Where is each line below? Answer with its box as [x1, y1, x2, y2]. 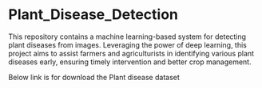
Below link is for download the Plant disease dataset [8, 72, 180, 82]
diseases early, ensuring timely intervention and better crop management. [8, 57, 252, 67]
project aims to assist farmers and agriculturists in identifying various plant [8, 48, 254, 58]
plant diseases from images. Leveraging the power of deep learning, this [8, 40, 248, 49]
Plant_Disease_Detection [8, 6, 178, 24]
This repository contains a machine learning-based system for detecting [8, 32, 246, 41]
